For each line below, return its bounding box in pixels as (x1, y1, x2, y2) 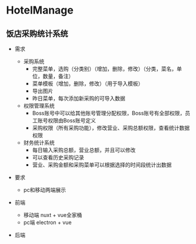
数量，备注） (42, 73, 74, 80)
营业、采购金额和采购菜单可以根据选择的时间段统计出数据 (32, 161, 172, 168)
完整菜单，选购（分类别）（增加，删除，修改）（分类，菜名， (32, 66, 177, 72)
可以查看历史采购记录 (32, 154, 84, 161)
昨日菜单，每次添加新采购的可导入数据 (32, 95, 125, 102)
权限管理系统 (23, 102, 55, 109)
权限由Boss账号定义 (48, 117, 96, 124)
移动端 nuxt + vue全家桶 (23, 212, 82, 219)
